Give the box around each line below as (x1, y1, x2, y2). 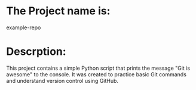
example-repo (6, 24, 41, 31)
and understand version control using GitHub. (6, 77, 118, 84)
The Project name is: (6, 4, 111, 18)
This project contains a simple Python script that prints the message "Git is (6, 64, 190, 72)
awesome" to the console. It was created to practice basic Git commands (6, 70, 187, 78)
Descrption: (6, 45, 67, 58)
